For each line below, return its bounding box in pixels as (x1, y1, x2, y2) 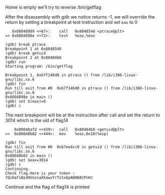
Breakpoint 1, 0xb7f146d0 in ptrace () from (5, 72, 100, 77)
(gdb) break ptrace (5, 42, 46, 47)
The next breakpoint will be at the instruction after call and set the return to (5, 112, 160, 118)
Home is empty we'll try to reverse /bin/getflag (5, 4, 102, 10)
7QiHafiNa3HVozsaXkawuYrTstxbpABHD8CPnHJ (5, 175, 93, 180)
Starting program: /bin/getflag (5, 64, 73, 69)
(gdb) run (5, 59, 26, 64)
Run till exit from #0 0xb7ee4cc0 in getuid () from (5, 144, 120, 149)
